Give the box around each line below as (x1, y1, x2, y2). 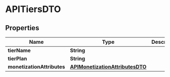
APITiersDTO (5, 4, 61, 15)
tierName (8, 47, 31, 54)
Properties (5, 24, 39, 32)
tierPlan (8, 55, 27, 62)
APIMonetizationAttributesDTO (70, 63, 147, 70)
